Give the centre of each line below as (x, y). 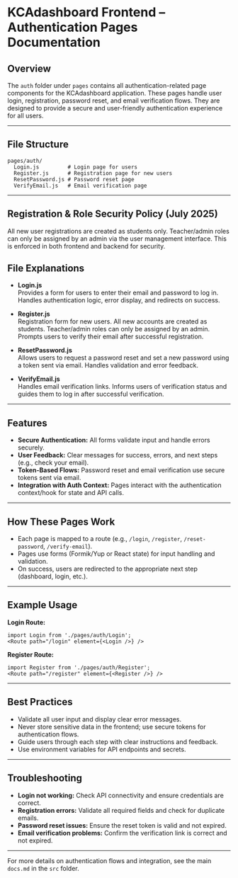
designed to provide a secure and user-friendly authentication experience (115, 108)
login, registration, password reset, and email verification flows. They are (114, 101)
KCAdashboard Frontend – (86, 12)
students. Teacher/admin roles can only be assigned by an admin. (114, 329)
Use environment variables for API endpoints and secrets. (102, 749)
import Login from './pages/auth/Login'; (69, 635)
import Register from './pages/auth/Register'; (79, 667)
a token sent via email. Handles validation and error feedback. (108, 365)
